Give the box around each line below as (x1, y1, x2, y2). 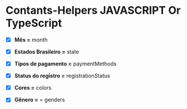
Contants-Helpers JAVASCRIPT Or (5, 4, 181, 17)
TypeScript (5, 16, 62, 30)
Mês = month (14, 36, 48, 43)
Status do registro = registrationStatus (14, 72, 110, 80)
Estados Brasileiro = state (14, 49, 79, 55)
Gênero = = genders (14, 96, 65, 104)
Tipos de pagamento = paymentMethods (14, 60, 117, 68)
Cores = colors (14, 84, 52, 92)
